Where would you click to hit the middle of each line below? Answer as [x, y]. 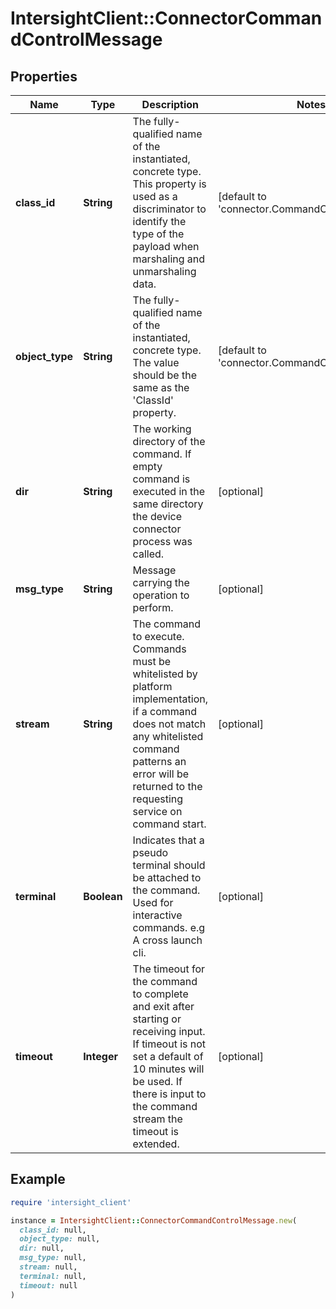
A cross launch [167, 940]
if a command [164, 711]
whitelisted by [165, 674]
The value [156, 362]
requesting [158, 799]
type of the [158, 234]
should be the [164, 375]
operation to [161, 595]
